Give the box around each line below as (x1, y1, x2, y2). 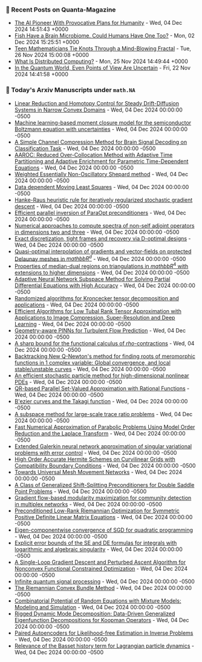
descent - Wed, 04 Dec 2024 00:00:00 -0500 (14, 202, 129, 210)
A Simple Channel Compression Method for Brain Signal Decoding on (14, 138, 187, 145)
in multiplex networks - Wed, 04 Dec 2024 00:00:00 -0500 (14, 500, 163, 508)
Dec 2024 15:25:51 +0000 (14, 39, 80, 46)
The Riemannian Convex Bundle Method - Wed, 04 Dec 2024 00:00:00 (14, 584, 192, 591)
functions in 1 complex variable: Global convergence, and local (14, 359, 171, 366)
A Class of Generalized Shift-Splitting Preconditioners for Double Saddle (14, 481, 195, 488)
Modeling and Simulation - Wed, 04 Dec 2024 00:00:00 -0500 (14, 603, 171, 611)
